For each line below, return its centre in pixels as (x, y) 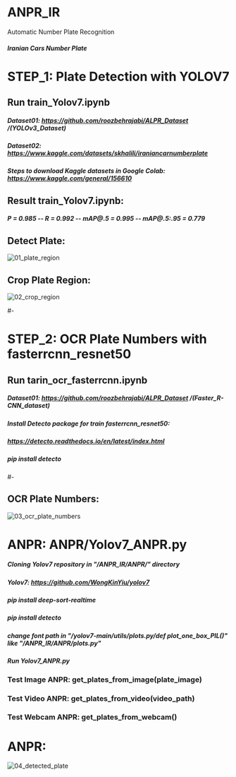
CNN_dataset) (29, 406)
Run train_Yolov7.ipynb (59, 103)
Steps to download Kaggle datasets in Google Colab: (86, 171)
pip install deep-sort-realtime (52, 600)
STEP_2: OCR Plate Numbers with (107, 339)
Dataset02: (24, 146)
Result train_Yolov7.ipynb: (66, 201)
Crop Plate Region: (49, 280)
